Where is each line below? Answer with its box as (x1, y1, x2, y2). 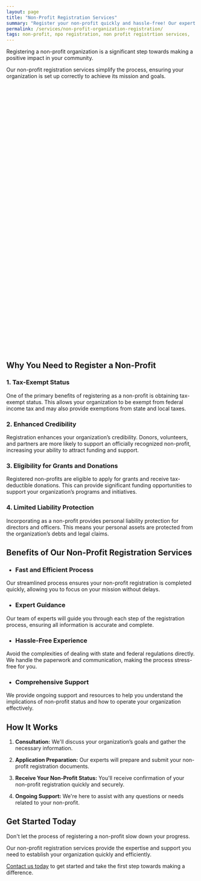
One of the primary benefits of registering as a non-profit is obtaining (6, 391, 179, 399)
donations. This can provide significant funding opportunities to (34, 482, 192, 489)
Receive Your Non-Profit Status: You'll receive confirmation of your (14, 775, 185, 782)
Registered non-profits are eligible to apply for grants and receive (6, 476, 169, 483)
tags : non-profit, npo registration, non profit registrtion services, (6, 31, 190, 38)
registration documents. (30, 763, 89, 770)
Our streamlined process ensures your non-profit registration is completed (6, 579, 192, 587)
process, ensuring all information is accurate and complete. (6, 621, 154, 628)
